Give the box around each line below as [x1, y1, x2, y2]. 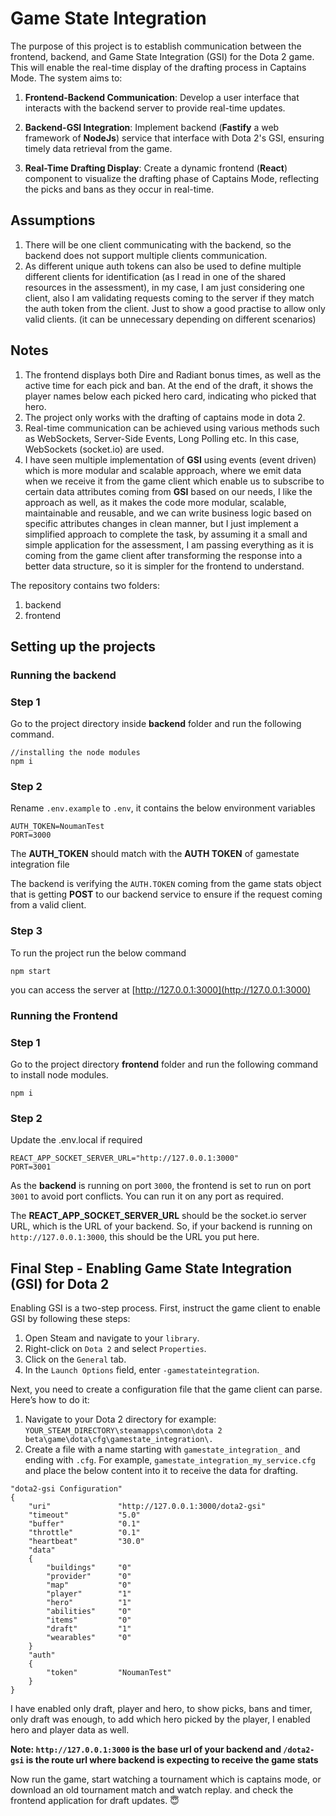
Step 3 [10, 924, 43, 938]
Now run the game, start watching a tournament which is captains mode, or [10, 1773, 322, 1786]
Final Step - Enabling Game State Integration [10, 1260, 292, 1277]
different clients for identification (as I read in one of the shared [24, 270, 287, 282]
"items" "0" [46, 1615, 132, 1626]
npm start [10, 966, 52, 976]
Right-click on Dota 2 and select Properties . [24, 1343, 207, 1355]
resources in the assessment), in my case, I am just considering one [24, 281, 305, 293]
